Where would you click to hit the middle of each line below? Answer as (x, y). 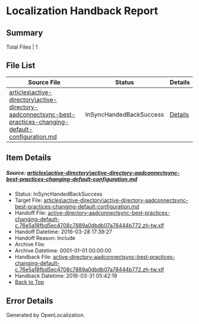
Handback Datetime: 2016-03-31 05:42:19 (66, 276)
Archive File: (30, 245)
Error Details (30, 301)
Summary (25, 33)
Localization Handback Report (82, 11)
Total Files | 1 (22, 47)
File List (21, 65)
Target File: (28, 200)
